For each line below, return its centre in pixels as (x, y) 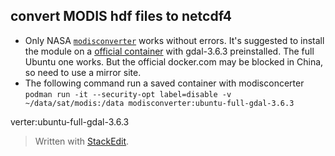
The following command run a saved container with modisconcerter (164, 83)
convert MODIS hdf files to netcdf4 (121, 16)
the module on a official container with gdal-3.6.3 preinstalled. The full (169, 51)
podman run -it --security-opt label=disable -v (128, 94)
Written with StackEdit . (82, 141)
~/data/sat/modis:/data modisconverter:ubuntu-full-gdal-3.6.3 (159, 103)
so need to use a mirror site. (83, 72)
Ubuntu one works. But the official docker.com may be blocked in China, (174, 61)
